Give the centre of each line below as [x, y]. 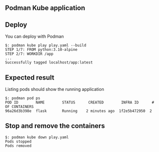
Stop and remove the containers [55, 126]
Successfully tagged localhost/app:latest [49, 63]
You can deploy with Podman [34, 37]
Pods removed [18, 146]
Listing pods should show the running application [55, 89]
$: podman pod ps [23, 98]
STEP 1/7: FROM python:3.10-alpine [41, 50]
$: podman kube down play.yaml [37, 137]
